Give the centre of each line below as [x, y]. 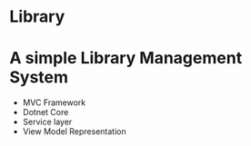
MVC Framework [54, 102]
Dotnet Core [45, 112]
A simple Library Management [126, 58]
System [39, 78]
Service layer [47, 122]
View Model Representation [74, 131]
